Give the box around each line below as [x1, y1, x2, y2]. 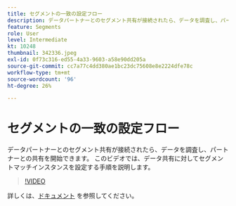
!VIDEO [24, 177, 46, 186]
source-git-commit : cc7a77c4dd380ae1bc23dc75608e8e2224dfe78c [7, 63, 193, 70]
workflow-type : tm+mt [7, 69, 71, 76]
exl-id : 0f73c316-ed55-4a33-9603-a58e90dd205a [7, 56, 146, 63]
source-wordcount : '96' [7, 75, 77, 83]
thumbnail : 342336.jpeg [7, 50, 77, 57]
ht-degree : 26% [7, 82, 52, 89]
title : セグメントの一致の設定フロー [7, 10, 103, 18]
